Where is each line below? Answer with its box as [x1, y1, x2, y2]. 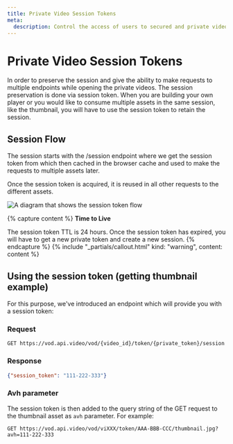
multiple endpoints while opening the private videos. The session [7, 84, 193, 92]
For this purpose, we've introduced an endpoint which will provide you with [7, 299, 222, 308]
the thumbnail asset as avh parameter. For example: [7, 411, 154, 420]
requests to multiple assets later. [7, 166, 101, 175]
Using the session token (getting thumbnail [7, 270, 198, 282]
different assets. [7, 187, 54, 196]
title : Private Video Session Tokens [7, 10, 116, 17]
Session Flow [7, 133, 66, 145]
